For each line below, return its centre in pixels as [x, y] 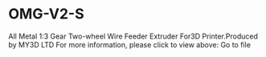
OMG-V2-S [46, 14]
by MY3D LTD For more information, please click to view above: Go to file [130, 44]
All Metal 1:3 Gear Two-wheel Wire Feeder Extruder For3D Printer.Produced [133, 36]
